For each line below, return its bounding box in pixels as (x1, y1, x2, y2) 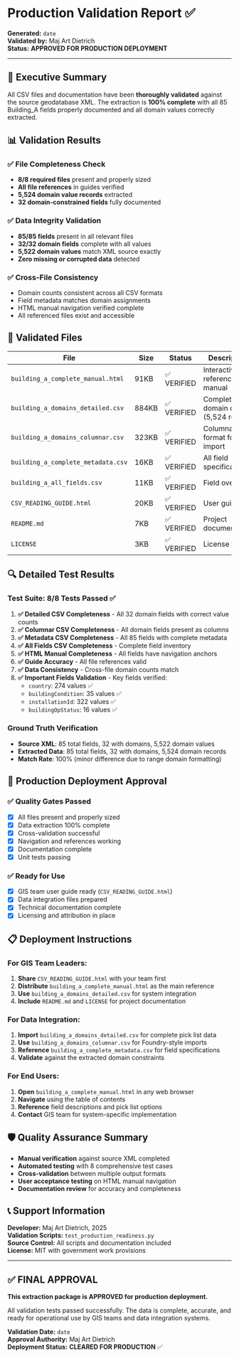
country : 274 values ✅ (28, 681, 94, 690)
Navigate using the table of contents (17, 1095, 126, 1103)
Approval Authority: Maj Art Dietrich (7, 1335, 115, 1344)
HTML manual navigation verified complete (17, 304, 144, 312)
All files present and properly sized (17, 813, 120, 821)
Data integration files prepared (17, 895, 108, 904)
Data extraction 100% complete (17, 820, 110, 829)
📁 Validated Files (7, 332, 83, 344)
